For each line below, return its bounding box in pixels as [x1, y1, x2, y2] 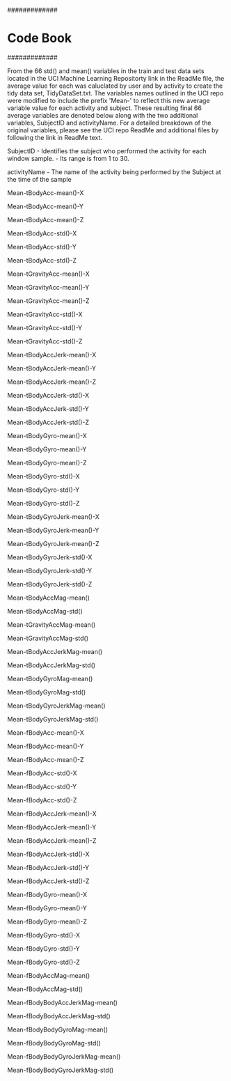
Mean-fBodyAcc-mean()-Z [7, 755, 85, 763]
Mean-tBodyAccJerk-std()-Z [7, 418, 89, 426]
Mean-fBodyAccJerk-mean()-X [7, 809, 97, 818]
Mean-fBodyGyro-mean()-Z [7, 917, 88, 926]
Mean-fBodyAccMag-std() [7, 985, 83, 993]
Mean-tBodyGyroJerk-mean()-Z [7, 539, 99, 547]
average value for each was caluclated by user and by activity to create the [7, 81, 223, 90]
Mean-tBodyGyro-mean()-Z [7, 458, 87, 467]
